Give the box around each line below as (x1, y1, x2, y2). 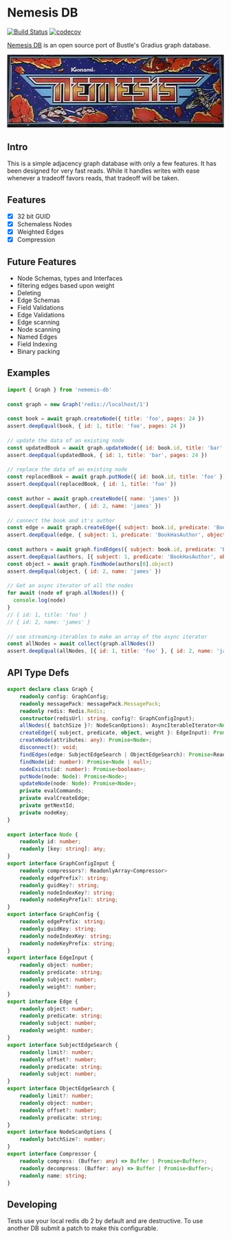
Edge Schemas (16, 296, 60, 304)
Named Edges (16, 332, 58, 341)
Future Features (7, 256, 77, 268)
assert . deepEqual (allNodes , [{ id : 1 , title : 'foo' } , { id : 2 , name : (7, 648, 214, 655)
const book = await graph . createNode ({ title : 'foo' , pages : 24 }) (7, 415, 205, 423)
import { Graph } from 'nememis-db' (7, 386, 112, 393)
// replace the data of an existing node (7, 466, 128, 473)
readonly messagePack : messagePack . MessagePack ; (19, 700, 162, 707)
